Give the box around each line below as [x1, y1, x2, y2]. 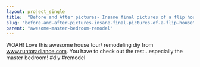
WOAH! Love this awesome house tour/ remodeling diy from [6, 42, 154, 49]
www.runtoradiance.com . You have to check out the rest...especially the [6, 48, 183, 55]
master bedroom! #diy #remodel [6, 54, 86, 61]
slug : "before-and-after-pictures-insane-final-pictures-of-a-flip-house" [6, 20, 196, 25]
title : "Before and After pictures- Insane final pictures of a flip [6, 14, 185, 20]
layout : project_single [6, 8, 65, 15]
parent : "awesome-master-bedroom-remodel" [6, 25, 113, 31]
